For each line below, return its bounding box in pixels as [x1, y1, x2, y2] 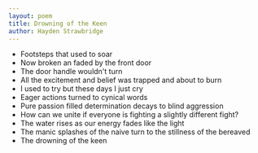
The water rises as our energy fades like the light [20, 119, 185, 129]
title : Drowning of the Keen [8, 20, 107, 28]
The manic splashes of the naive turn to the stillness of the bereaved [20, 127, 251, 137]
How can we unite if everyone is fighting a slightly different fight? [20, 110, 239, 120]
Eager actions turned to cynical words [20, 93, 148, 103]
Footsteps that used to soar [20, 50, 113, 59]
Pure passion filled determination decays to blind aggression [20, 101, 224, 111]
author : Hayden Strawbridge [8, 27, 104, 35]
